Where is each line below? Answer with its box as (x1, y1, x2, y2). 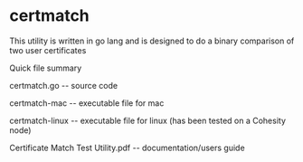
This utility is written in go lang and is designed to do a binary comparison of (9, 35, 295, 46)
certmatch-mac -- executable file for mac (9, 97, 165, 109)
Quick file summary (9, 62, 82, 73)
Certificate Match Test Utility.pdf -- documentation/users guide (9, 142, 246, 153)
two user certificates (9, 44, 87, 55)
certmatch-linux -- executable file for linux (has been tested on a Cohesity (9, 115, 287, 126)
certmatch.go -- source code (9, 80, 118, 91)
